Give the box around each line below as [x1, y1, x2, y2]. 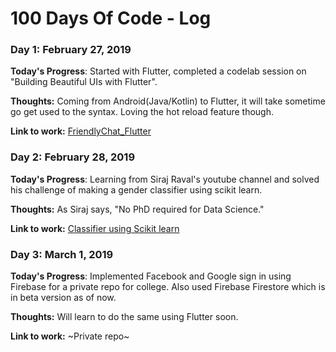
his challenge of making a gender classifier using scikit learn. [10, 183, 263, 196]
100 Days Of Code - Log [10, 7, 212, 30]
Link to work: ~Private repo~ [10, 330, 130, 342]
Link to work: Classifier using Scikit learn [10, 222, 180, 234]
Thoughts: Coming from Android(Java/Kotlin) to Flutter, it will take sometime [10, 95, 326, 107]
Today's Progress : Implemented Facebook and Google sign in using [10, 270, 292, 282]
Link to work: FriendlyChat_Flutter [10, 125, 152, 137]
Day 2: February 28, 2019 [10, 150, 136, 164]
